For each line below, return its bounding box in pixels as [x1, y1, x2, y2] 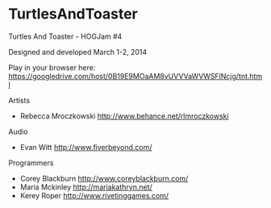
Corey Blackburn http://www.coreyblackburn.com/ [19, 173, 189, 183]
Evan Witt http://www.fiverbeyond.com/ [19, 142, 152, 152]
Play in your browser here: [8, 62, 96, 73]
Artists [8, 95, 31, 105]
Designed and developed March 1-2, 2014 [8, 47, 148, 56]
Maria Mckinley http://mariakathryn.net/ [19, 182, 153, 192]
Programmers [8, 158, 54, 168]
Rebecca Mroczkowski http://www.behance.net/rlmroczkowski [19, 110, 229, 121]
